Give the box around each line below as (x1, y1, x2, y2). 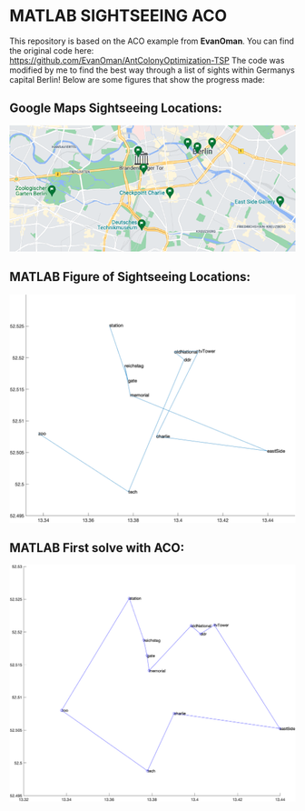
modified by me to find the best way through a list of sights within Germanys (9, 65, 295, 75)
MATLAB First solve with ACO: (9, 540, 184, 556)
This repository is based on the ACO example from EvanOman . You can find (9, 35, 295, 46)
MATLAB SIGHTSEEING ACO (9, 5, 227, 26)
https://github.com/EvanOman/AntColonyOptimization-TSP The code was (9, 55, 285, 65)
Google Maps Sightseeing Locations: (9, 101, 222, 116)
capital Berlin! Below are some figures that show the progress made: (9, 74, 265, 85)
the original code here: (9, 45, 94, 55)
